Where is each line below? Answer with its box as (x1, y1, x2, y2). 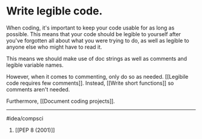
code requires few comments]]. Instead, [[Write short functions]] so (6, 79, 174, 87)
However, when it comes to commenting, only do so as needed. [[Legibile (6, 73, 189, 80)
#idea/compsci (6, 114, 44, 122)
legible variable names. (6, 61, 64, 69)
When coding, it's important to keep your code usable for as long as (6, 24, 175, 31)
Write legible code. (6, 4, 103, 18)
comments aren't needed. (6, 85, 70, 93)
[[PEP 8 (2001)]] (14, 126, 55, 134)
